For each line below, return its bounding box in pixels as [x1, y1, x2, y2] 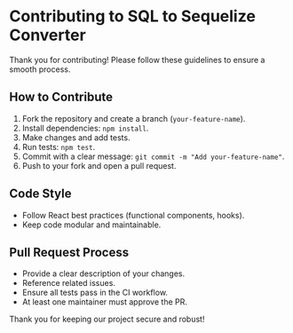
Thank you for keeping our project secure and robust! [9, 313, 205, 325]
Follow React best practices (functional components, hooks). [21, 210, 245, 220]
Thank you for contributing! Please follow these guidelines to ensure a [9, 54, 265, 65]
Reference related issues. [21, 278, 115, 289]
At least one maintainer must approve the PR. [21, 297, 188, 307]
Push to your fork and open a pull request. [21, 160, 177, 170]
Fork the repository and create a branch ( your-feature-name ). [21, 113, 246, 123]
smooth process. [9, 64, 71, 75]
